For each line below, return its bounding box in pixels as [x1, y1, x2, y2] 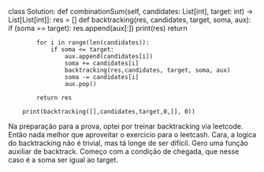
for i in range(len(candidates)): [36, 39, 150, 47]
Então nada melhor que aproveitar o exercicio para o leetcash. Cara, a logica [8, 130, 257, 139]
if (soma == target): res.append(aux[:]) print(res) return [8, 24, 188, 32]
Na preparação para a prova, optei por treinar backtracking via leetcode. [8, 122, 244, 131]
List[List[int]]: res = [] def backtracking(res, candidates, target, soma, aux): [8, 15, 251, 24]
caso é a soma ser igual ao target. [8, 155, 118, 164]
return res [36, 94, 73, 102]
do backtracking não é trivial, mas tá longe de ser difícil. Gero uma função [8, 138, 248, 148]
